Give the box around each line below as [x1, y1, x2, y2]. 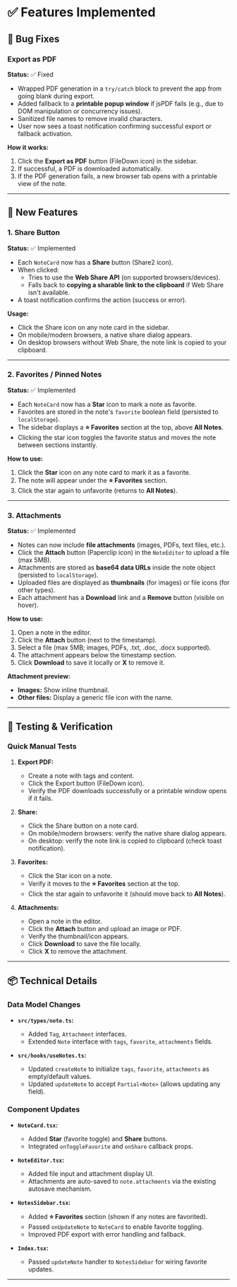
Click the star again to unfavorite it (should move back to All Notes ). [28, 889, 226, 898]
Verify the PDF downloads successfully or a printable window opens [28, 786, 227, 795]
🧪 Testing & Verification [7, 720, 113, 732]
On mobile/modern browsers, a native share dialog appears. [17, 330, 193, 339]
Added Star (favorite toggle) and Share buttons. [28, 1134, 168, 1143]
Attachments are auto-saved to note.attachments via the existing [28, 1177, 217, 1185]
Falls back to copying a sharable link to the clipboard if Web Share [28, 280, 224, 289]
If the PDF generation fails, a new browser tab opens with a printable [17, 171, 217, 180]
